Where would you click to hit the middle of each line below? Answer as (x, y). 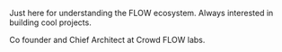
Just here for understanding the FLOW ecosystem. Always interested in (141, 13)
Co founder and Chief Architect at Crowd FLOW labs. (107, 40)
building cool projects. (50, 22)
